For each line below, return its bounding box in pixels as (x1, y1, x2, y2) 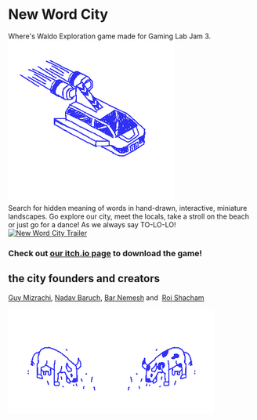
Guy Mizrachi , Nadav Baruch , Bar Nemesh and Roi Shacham (8, 292, 205, 302)
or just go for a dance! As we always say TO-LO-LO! (8, 219, 176, 229)
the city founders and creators (8, 272, 161, 285)
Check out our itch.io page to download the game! (8, 248, 202, 259)
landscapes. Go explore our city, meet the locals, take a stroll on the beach (8, 212, 249, 221)
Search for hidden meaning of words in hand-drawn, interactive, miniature (8, 203, 248, 212)
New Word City (8, 5, 108, 24)
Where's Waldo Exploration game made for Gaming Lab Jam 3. (8, 31, 212, 41)
